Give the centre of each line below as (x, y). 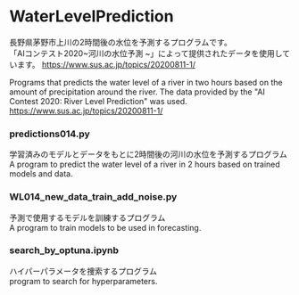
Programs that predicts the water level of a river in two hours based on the (146, 82)
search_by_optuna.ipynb (64, 250)
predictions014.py (50, 134)
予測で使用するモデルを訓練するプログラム (87, 217)
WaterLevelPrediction (91, 16)
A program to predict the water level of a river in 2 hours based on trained (145, 164)
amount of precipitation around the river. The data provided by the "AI (137, 92)
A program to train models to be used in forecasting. (105, 227)
